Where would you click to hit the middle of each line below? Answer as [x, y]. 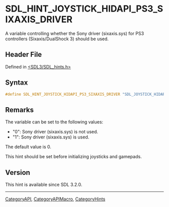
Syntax [17, 83]
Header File [24, 55]
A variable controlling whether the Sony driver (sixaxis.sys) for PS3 [75, 33]
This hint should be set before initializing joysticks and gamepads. [73, 157]
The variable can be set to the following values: [54, 122]
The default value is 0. [28, 147]
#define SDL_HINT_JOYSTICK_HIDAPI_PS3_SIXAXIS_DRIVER [63, 94]
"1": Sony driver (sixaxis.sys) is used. [51, 137]
